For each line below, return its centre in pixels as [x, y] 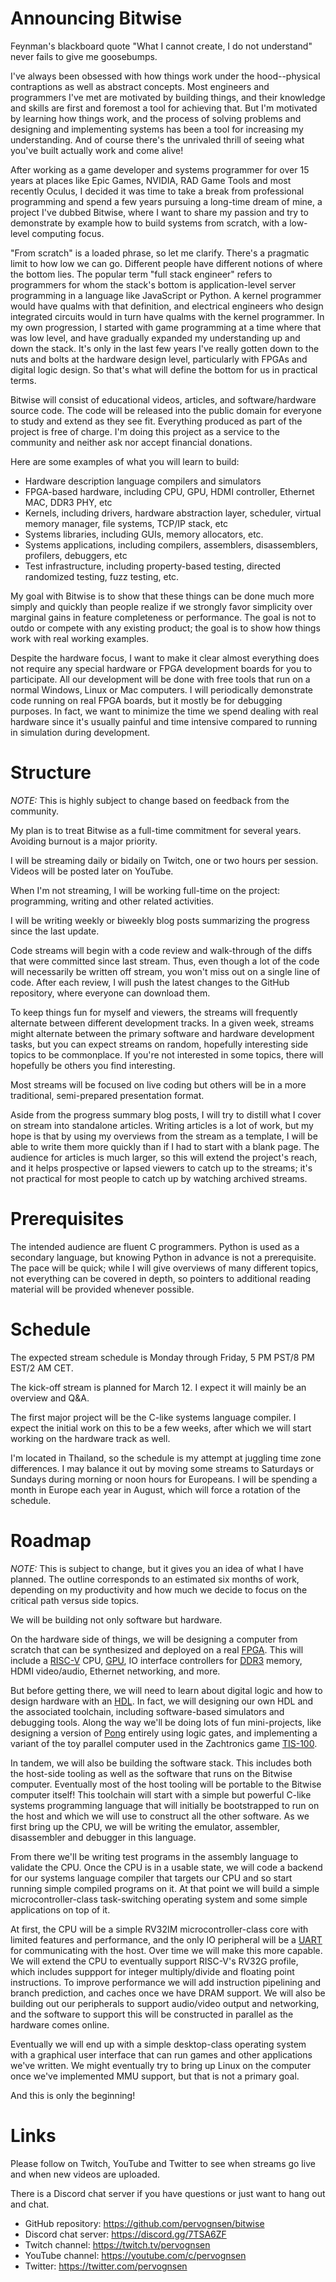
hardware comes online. [60, 2024]
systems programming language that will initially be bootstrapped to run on [165, 1805]
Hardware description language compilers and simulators [143, 481]
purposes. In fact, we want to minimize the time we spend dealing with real [164, 711]
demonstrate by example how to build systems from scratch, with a [149, 223]
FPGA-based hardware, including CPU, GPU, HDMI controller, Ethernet [169, 491]
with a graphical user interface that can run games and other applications [161, 2054]
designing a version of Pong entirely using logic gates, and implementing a [164, 1733]
